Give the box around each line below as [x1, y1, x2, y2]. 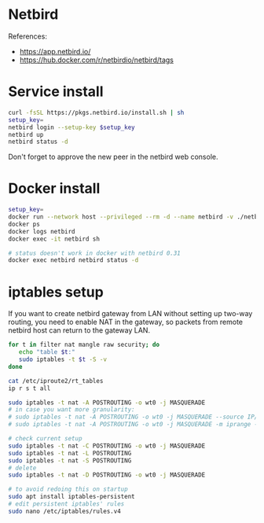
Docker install [8, 179, 101, 197]
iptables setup [8, 283, 104, 300]
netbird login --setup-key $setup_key [8, 123, 135, 131]
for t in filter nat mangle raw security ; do [8, 341, 159, 349]
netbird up [8, 131, 44, 138]
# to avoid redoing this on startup [8, 485, 128, 493]
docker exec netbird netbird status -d [8, 256, 139, 264]
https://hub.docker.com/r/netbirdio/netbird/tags [19, 55, 174, 64]
